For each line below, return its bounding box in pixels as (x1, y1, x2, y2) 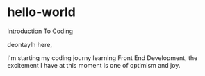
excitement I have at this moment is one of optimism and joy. (7, 61, 181, 69)
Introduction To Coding (7, 27, 74, 35)
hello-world (7, 4, 76, 20)
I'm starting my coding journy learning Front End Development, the (7, 53, 198, 62)
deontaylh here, (7, 40, 52, 48)
